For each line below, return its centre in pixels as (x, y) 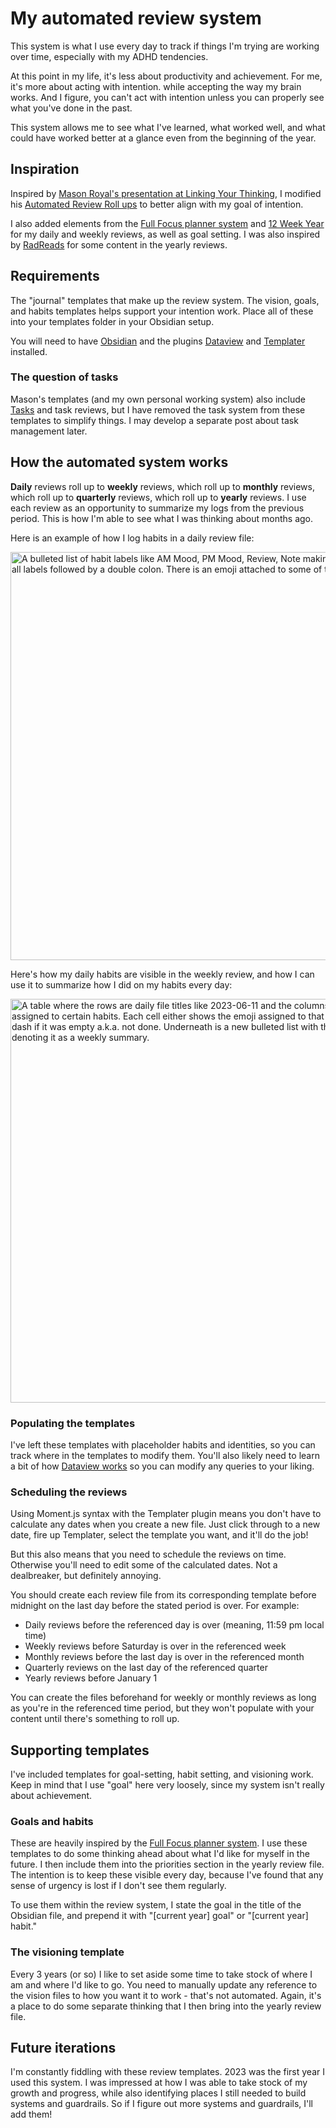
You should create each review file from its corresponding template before (163, 1595)
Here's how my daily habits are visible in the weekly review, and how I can (162, 974)
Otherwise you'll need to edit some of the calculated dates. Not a (144, 1565)
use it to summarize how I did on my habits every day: (121, 984)
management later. (49, 431)
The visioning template (67, 1952)
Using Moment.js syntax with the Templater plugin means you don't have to (166, 1514)
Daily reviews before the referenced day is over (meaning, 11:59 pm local (174, 1625)
